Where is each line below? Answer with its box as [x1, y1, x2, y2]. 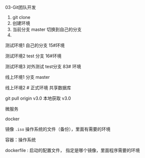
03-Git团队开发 [5, 4, 36, 10]
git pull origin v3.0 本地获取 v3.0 [5, 95, 71, 101]
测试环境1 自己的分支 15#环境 [5, 42, 65, 48]
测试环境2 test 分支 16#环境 [5, 53, 62, 59]
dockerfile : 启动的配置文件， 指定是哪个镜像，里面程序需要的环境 [5, 148, 140, 153]
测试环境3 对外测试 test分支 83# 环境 [5, 64, 81, 69]
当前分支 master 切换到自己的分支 [12, 26, 82, 32]
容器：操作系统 [5, 137, 36, 143]
